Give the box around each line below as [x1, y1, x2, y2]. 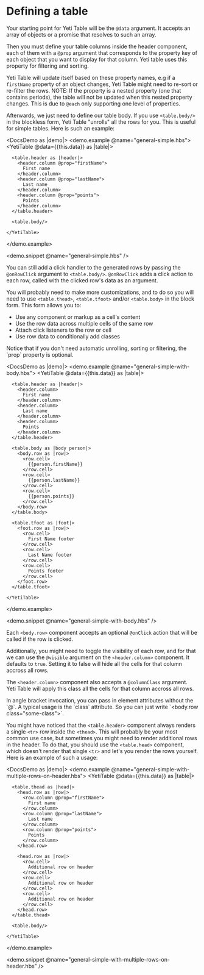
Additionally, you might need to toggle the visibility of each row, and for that [6, 647, 196, 654]
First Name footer [28, 535, 75, 542]
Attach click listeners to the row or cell [15, 326, 111, 334]
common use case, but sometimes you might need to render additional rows [6, 734, 197, 741]
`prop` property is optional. [6, 351, 74, 358]
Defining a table [6, 4, 88, 18]
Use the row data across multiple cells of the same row [15, 320, 153, 327]
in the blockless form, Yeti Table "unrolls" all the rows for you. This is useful [6, 118, 196, 126]
